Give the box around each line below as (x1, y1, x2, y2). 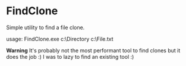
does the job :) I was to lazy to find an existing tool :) (6, 53, 134, 60)
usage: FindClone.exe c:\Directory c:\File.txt (6, 35, 114, 42)
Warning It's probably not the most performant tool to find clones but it (6, 46, 181, 54)
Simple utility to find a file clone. (6, 24, 85, 31)
